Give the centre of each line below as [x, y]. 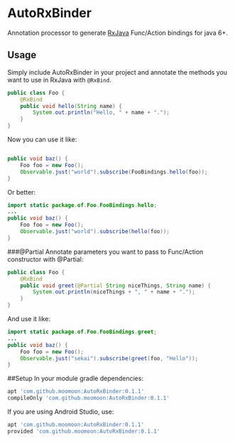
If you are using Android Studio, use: [61, 411]
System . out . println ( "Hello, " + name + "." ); [102, 113]
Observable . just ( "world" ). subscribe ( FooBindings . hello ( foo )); [114, 172]
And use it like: [29, 319]
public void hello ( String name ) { [71, 106]
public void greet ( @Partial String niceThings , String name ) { [116, 286]
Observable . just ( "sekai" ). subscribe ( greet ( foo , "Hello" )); [109, 358]
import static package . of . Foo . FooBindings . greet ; [82, 332]
